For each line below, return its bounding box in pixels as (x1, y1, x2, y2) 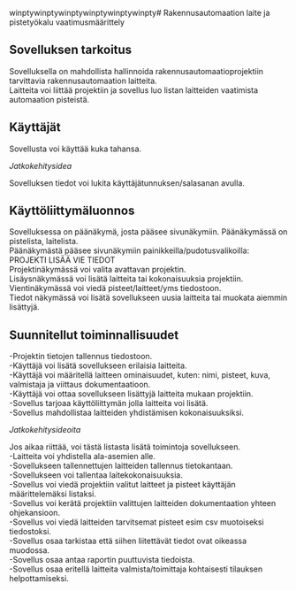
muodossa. (9, 545, 50, 556)
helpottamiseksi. (9, 573, 69, 584)
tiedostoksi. (9, 526, 51, 537)
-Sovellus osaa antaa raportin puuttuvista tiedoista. (9, 555, 195, 565)
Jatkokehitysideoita (9, 425, 81, 435)
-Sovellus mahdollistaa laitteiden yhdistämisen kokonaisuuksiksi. (9, 407, 245, 418)
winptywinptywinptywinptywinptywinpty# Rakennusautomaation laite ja (9, 8, 270, 18)
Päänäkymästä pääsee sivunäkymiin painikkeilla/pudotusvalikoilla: (9, 245, 250, 256)
